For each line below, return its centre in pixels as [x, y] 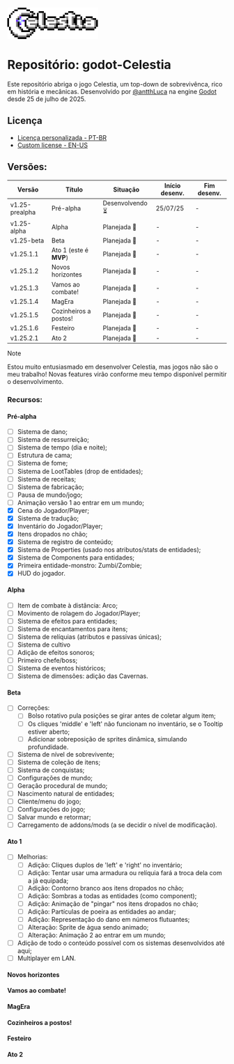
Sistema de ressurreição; [53, 440]
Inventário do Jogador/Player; [60, 526]
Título [74, 190]
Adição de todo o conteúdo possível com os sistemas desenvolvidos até [121, 943]
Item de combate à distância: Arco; [68, 605]
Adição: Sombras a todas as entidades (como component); [112, 895]
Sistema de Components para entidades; [76, 557]
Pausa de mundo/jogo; [50, 495]
